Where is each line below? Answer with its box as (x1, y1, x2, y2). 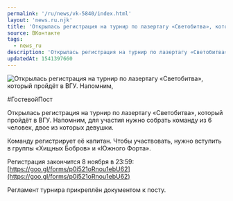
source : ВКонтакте (7, 29, 60, 37)
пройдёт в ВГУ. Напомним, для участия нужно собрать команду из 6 (7, 116, 212, 124)
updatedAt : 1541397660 (7, 55, 73, 62)
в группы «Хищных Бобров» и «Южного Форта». (7, 143, 151, 152)
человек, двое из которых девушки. (7, 123, 114, 132)
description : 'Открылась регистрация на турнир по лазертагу (7, 49, 188, 56)
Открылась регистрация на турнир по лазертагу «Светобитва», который (7, 108, 223, 116)
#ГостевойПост (7, 95, 53, 103)
